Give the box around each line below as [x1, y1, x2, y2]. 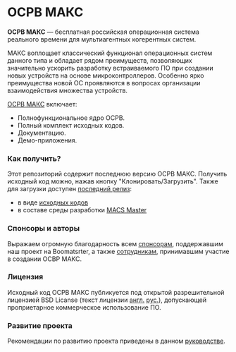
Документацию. [17, 128, 67, 137]
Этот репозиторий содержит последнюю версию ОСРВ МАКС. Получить [7, 170, 228, 178]
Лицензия [7, 272, 44, 282]
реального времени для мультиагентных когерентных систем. [7, 35, 197, 43]
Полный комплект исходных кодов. [17, 121, 125, 129]
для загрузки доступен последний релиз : [7, 185, 132, 193]
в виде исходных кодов [17, 198, 89, 207]
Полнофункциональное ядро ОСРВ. [17, 114, 125, 122]
